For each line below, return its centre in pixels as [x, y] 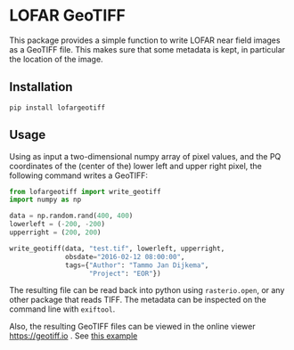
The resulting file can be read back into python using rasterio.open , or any [147, 290]
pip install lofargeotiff [57, 108]
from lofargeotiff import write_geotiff [86, 191]
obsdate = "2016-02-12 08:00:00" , [125, 256]
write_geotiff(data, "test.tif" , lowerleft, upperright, [117, 248]
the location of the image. [57, 59]
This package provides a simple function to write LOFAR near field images [145, 40]
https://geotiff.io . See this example [73, 336]
